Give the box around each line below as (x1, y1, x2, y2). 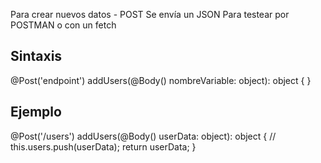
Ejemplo (10, 104, 62, 121)
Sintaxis (10, 48, 63, 65)
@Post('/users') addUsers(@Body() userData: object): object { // (10, 130, 277, 142)
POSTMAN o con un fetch (10, 19, 117, 31)
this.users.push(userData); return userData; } (10, 140, 197, 153)
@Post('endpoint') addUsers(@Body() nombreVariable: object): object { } (10, 74, 312, 86)
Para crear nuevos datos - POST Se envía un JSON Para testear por (10, 9, 290, 20)
